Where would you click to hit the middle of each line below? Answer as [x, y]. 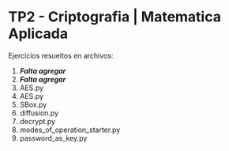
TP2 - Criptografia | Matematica [114, 17]
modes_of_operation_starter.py [70, 130]
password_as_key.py [53, 138]
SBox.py [33, 104]
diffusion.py [39, 113]
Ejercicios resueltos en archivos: [61, 55]
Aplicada [38, 34]
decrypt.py [38, 121]
